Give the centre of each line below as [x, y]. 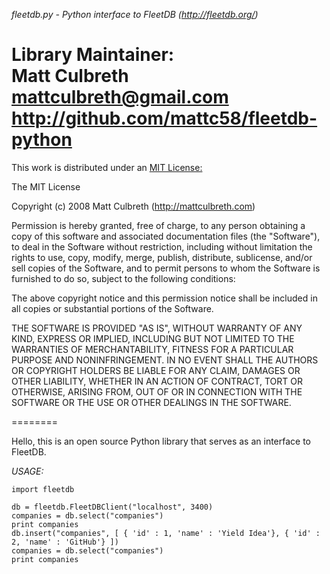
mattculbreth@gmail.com [120, 97]
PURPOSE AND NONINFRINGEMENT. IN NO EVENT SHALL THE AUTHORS [165, 360]
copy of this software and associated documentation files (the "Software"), [166, 236]
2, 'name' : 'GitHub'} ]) [65, 542]
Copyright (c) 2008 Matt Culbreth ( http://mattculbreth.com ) [133, 206]
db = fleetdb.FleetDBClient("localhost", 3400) [112, 507]
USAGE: [27, 471]
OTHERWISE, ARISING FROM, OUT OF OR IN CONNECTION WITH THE [157, 391]
